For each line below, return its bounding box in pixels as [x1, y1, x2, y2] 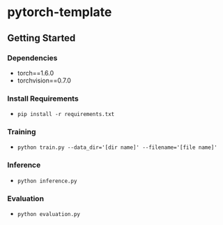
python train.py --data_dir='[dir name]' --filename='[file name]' [17, 144, 217, 151]
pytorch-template [7, 4, 112, 20]
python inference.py [17, 177, 77, 184]
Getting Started [7, 32, 76, 44]
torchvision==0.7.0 [17, 76, 71, 85]
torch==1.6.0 [17, 68, 54, 77]
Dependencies [7, 53, 58, 63]
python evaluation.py [17, 211, 80, 218]
